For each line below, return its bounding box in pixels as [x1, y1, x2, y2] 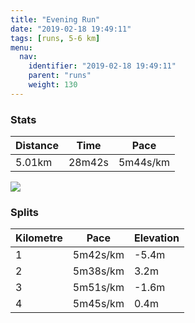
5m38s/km [72, 264, 125, 278]
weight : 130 [28, 80, 78, 90]
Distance [15, 139, 59, 153]
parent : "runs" [28, 71, 92, 81]
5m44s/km [118, 156, 171, 170]
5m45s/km [72, 297, 125, 311]
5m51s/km [72, 281, 125, 295]
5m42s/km [72, 248, 125, 262]
